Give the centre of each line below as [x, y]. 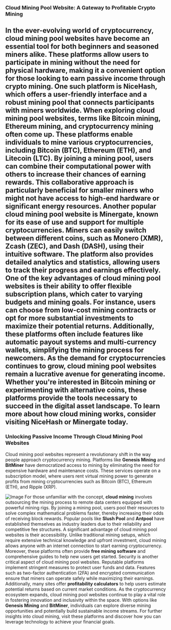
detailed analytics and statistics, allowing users [83, 262]
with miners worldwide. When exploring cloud [80, 111]
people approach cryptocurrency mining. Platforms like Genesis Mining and [85, 460]
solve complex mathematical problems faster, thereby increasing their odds [84, 513]
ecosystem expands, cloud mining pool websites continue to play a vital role [86, 594]
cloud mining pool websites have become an [77, 39]
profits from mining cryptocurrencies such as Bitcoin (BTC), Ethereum [79, 481]
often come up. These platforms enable [69, 134]
